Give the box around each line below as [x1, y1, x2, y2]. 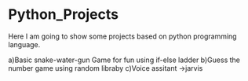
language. [8, 39, 41, 49]
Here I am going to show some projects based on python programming [8, 31, 237, 41]
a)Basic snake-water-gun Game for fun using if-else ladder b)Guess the [8, 55, 241, 64]
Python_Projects [8, 6, 119, 24]
